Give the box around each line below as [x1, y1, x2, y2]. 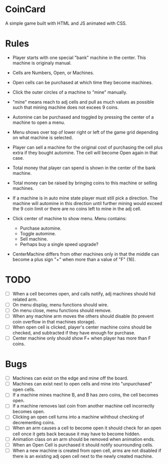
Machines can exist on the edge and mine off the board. [12, 375, 129, 381]
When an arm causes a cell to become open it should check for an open [12, 425, 161, 431]
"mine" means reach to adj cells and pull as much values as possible [12, 99, 154, 105]
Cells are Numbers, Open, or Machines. [12, 70, 94, 76]
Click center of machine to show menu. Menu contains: [12, 215, 127, 221]
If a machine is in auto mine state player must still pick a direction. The [12, 195, 158, 201]
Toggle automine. [20, 230, 56, 236]
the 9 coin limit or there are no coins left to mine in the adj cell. [12, 206, 141, 212]
